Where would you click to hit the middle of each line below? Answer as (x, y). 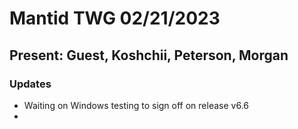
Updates (30, 84)
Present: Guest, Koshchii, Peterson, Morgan (149, 55)
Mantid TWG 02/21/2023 (115, 18)
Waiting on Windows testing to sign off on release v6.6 (136, 105)
